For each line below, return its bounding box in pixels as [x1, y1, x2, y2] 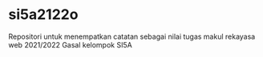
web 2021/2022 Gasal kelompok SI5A [8, 40, 132, 49]
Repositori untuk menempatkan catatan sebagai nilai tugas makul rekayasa [8, 32, 256, 41]
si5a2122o [8, 6, 79, 24]
